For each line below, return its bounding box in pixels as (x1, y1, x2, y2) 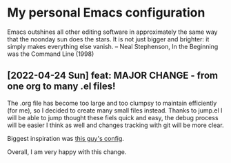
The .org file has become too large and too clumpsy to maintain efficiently (7, 99, 217, 107)
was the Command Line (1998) (7, 50, 94, 58)
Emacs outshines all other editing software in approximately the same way (7, 28, 218, 36)
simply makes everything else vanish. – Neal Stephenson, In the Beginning (7, 42, 219, 50)
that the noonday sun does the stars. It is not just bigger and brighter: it (7, 35, 210, 43)
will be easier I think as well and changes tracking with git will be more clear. (7, 121, 224, 129)
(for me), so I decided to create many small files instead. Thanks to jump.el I (7, 106, 223, 115)
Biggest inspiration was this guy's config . (7, 134, 124, 142)
